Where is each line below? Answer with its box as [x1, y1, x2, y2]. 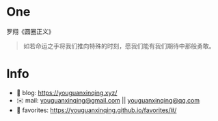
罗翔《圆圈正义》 [6, 27, 55, 35]
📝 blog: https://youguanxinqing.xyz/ [16, 88, 118, 97]
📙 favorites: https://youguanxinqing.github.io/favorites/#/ [16, 106, 177, 114]
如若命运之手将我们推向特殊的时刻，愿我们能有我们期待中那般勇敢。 [23, 41, 215, 50]
